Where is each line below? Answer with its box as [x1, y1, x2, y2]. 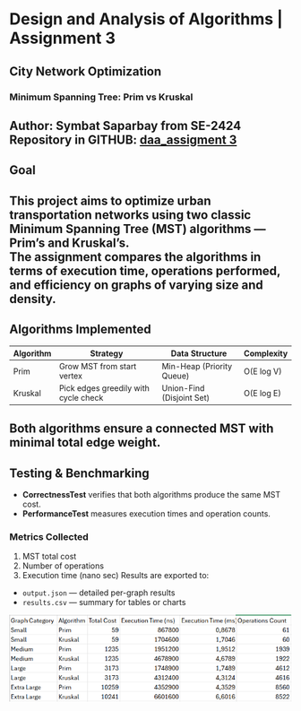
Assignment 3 [9, 28, 116, 48]
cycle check [58, 393, 104, 403]
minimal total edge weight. [9, 435, 161, 450]
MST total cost [21, 551, 77, 562]
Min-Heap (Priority [161, 361, 233, 372]
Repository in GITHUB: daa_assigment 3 [9, 132, 237, 147]
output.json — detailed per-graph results [21, 587, 176, 598]
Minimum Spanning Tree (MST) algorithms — [9, 221, 266, 237]
